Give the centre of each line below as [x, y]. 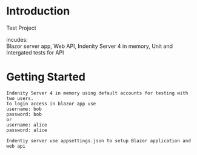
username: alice [27, 125]
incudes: [17, 39]
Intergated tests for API [35, 52]
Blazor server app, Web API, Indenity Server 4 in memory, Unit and [89, 46]
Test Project [21, 28]
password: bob [24, 114]
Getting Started [46, 77]
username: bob [24, 109]
